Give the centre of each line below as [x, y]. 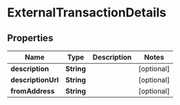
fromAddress [33, 91]
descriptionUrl [35, 80]
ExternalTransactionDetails [87, 13]
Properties [30, 38]
